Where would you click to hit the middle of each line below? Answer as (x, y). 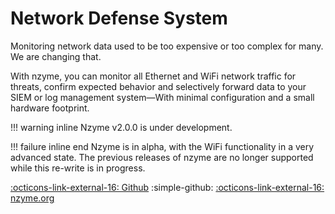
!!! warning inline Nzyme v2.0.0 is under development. (121, 127)
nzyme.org (32, 198)
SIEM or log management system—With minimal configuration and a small (162, 97)
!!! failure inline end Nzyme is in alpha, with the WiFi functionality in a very (162, 146)
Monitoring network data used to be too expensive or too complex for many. (167, 46)
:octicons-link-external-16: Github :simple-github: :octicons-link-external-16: (167, 187)
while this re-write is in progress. (78, 168)
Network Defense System (119, 18)
